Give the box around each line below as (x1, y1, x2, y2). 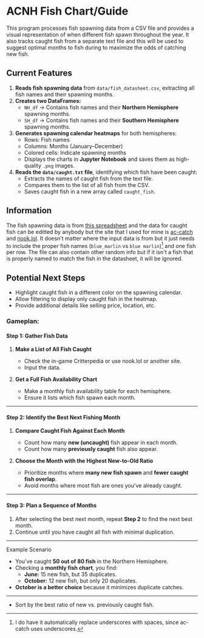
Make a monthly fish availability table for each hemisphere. (24, 388, 172, 395)
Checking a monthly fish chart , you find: (15, 564, 118, 571)
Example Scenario (6, 545, 52, 553)
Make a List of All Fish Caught (15, 346, 92, 353)
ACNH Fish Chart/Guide (6, 4, 129, 18)
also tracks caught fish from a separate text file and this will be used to (6, 37, 184, 44)
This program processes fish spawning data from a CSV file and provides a (6, 24, 194, 32)
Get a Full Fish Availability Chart (15, 376, 98, 383)
